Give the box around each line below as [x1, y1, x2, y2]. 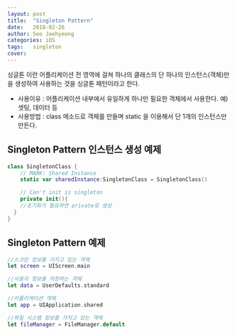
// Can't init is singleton [20, 189, 103, 196]
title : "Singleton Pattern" [7, 17, 94, 24]
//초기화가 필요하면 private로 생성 [20, 202, 112, 209]
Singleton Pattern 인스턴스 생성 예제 [7, 143, 162, 156]
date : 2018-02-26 [7, 23, 65, 31]
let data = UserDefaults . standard [7, 282, 110, 290]
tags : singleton [7, 43, 62, 50]
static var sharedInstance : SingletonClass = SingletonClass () [20, 176, 208, 183]
